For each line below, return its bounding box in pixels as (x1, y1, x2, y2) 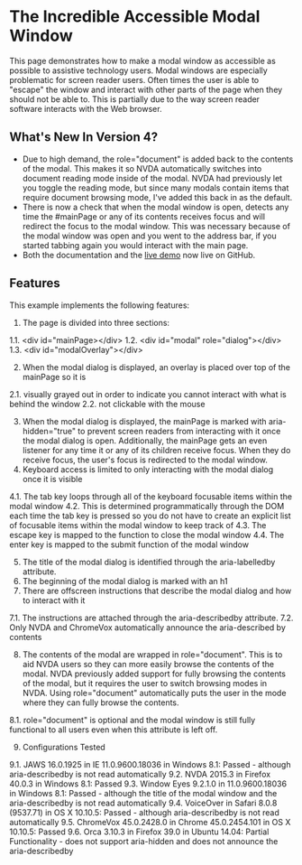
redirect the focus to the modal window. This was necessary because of (22, 220, 291, 231)
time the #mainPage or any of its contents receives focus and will (22, 210, 266, 222)
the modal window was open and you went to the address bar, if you (22, 230, 277, 241)
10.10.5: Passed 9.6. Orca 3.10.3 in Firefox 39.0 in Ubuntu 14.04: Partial (9, 826, 270, 837)
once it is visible (22, 473, 83, 484)
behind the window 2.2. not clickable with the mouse (9, 398, 206, 409)
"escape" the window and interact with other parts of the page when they (9, 84, 283, 95)
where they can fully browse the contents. (22, 697, 179, 708)
